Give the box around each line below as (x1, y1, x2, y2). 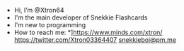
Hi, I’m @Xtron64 (13, 6, 64, 14)
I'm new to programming (13, 21, 86, 29)
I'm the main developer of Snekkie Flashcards (13, 13, 148, 22)
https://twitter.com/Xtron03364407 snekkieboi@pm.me (13, 36, 177, 44)
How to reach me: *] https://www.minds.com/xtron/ (13, 28, 163, 36)
